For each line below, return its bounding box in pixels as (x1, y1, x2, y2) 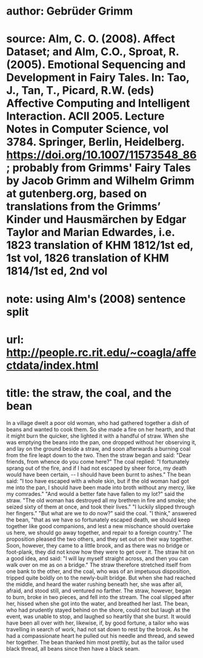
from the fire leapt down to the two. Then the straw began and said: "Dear (6, 451, 191, 459)
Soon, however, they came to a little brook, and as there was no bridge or (6, 541, 190, 549)
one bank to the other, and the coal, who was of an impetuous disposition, (6, 568, 191, 575)
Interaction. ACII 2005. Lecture (6, 109, 165, 123)
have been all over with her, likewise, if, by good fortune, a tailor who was (6, 619, 190, 626)
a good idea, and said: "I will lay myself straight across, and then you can (6, 554, 189, 562)
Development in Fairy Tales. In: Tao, (6, 71, 190, 84)
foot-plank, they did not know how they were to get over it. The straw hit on (6, 548, 195, 555)
